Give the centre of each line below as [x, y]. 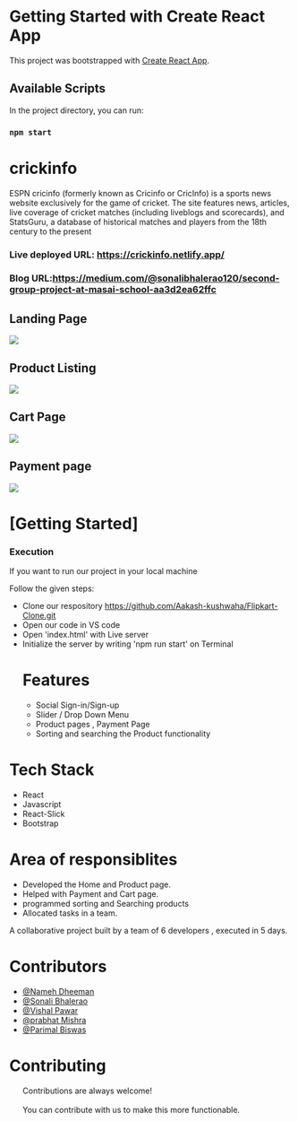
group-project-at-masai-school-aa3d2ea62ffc [113, 290]
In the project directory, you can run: [77, 110]
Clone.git [39, 615]
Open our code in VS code [71, 625]
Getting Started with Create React [137, 17]
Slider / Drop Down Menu [82, 715]
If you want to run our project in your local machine [104, 571]
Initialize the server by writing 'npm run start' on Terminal [128, 644]
